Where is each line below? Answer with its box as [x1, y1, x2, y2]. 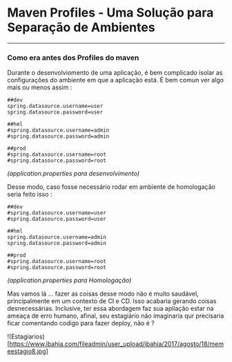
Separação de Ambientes [7, 19, 155, 35]
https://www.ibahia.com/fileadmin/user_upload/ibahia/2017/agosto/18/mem [9, 340, 224, 348]
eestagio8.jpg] [7, 347, 48, 356]
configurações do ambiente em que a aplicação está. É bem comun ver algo [7, 76, 224, 84]
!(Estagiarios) [7, 332, 45, 341]
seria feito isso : [7, 190, 52, 199]
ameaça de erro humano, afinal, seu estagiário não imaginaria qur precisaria [7, 311, 224, 320]
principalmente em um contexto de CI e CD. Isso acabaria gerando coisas [7, 297, 217, 305]
